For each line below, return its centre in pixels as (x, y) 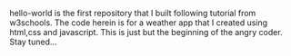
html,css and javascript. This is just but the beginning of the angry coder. (146, 32)
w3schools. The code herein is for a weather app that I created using (139, 23)
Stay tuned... (33, 42)
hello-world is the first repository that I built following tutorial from (133, 13)
